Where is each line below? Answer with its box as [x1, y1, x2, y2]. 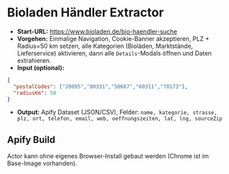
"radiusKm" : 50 [13, 89, 57, 96]
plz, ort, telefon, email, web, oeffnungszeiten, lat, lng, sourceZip [16, 115, 223, 122]
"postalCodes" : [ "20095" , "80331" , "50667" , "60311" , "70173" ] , [13, 83, 188, 90]
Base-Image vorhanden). [7, 159, 77, 168]
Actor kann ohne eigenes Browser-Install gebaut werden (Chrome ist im [7, 152, 209, 160]
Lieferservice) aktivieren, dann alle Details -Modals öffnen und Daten [16, 49, 212, 57]
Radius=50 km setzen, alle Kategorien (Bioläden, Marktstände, [16, 42, 193, 50]
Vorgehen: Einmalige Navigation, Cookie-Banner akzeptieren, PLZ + [16, 34, 210, 42]
